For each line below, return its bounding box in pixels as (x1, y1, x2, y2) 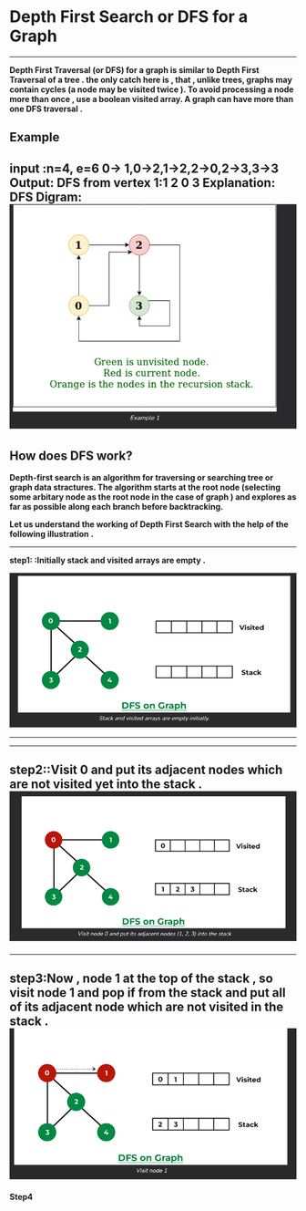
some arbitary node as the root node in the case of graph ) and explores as (9, 492, 297, 502)
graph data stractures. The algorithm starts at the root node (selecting (9, 481, 280, 493)
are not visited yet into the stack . (9, 777, 202, 792)
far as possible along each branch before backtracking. (9, 502, 224, 512)
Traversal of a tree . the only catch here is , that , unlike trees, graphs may (9, 74, 293, 85)
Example (9, 129, 60, 145)
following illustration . (9, 529, 94, 540)
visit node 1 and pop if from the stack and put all (9, 985, 286, 1000)
